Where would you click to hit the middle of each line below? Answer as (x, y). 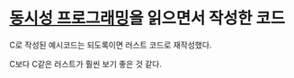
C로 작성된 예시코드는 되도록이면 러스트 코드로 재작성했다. (111, 45)
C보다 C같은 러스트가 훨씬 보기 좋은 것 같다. (86, 64)
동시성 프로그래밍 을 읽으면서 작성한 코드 (147, 18)
